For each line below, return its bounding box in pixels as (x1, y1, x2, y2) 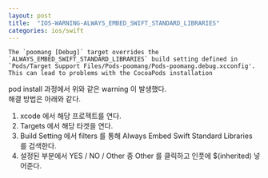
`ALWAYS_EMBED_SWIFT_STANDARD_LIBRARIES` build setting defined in (8, 55, 238, 64)
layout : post (8, 11, 52, 20)
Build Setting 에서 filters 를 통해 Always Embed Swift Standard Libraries (19, 131, 254, 140)
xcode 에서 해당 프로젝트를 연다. (19, 111, 122, 121)
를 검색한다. (19, 141, 58, 151)
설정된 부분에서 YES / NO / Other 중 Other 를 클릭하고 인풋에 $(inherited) (19, 151, 252, 160)
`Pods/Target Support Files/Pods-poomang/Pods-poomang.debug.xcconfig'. (8, 62, 256, 70)
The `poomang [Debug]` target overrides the (8, 49, 159, 57)
